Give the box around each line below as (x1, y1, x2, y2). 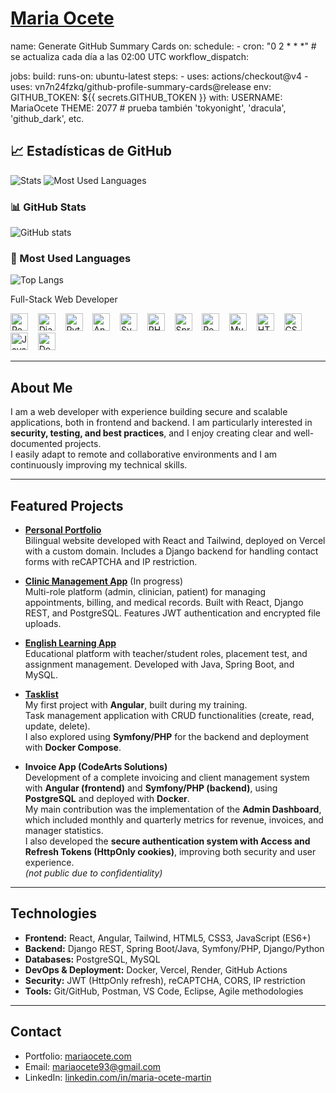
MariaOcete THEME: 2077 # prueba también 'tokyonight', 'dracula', (10, 102, 287, 114)
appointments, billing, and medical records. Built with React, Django (24, 596, 304, 608)
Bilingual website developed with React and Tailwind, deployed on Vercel (24, 534, 326, 546)
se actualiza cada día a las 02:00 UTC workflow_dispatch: (10, 50, 250, 62)
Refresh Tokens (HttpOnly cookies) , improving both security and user (24, 845, 317, 857)
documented (10, 438, 63, 450)
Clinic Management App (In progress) (24, 575, 184, 587)
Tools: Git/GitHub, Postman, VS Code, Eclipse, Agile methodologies (24, 985, 304, 997)
